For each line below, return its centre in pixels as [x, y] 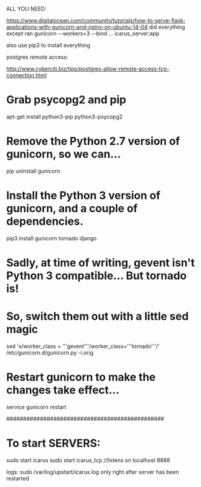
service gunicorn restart [36, 407]
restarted [18, 478]
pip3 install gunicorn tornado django [51, 238]
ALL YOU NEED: [26, 9]
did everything [167, 27]
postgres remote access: [37, 57]
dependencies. [45, 222]
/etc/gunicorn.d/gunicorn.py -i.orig [50, 353]
